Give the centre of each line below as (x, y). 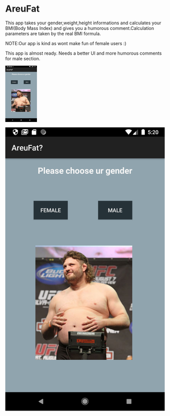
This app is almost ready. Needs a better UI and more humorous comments (83, 53)
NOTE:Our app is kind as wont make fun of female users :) (66, 43)
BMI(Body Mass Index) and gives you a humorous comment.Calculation (80, 28)
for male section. (23, 58)
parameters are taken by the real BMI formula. (53, 33)
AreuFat (23, 9)
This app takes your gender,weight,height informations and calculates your (83, 23)
